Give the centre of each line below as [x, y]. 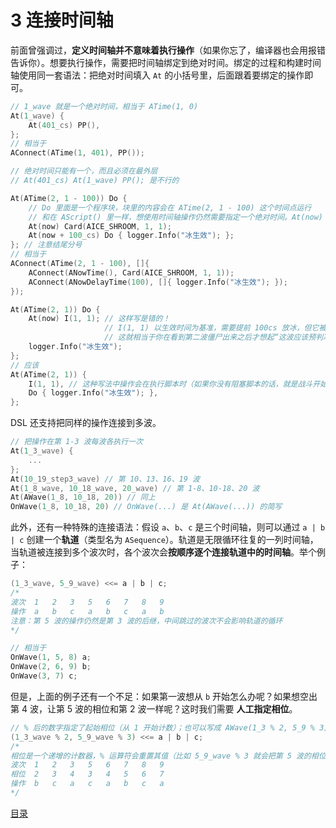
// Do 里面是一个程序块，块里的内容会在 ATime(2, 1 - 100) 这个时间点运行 [170, 207]
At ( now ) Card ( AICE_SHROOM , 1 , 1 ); [100, 226]
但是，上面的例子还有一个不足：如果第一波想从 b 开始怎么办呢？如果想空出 [164, 696]
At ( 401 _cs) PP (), [64, 125]
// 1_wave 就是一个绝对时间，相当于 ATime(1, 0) [104, 106]
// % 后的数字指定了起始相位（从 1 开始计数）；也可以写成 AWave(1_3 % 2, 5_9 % [163, 727]
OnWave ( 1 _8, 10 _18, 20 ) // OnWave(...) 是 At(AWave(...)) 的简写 [146, 507]
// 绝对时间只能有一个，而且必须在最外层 [84, 171]
